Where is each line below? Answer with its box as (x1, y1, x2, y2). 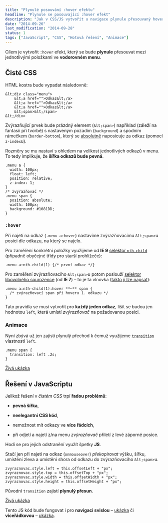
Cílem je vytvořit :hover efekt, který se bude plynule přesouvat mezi (5, 48, 146, 55)
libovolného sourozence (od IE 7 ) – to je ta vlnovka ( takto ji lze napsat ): (5, 276, 151, 282)
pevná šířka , (12, 403, 39, 409)
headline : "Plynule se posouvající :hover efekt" (5, 12, 111, 17)
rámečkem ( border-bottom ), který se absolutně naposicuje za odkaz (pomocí (5, 133, 163, 139)
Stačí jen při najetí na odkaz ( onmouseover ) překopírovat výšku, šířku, (5, 451, 146, 457)
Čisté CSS (5, 68, 37, 77)
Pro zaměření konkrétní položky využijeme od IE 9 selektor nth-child (5, 247, 147, 253)
